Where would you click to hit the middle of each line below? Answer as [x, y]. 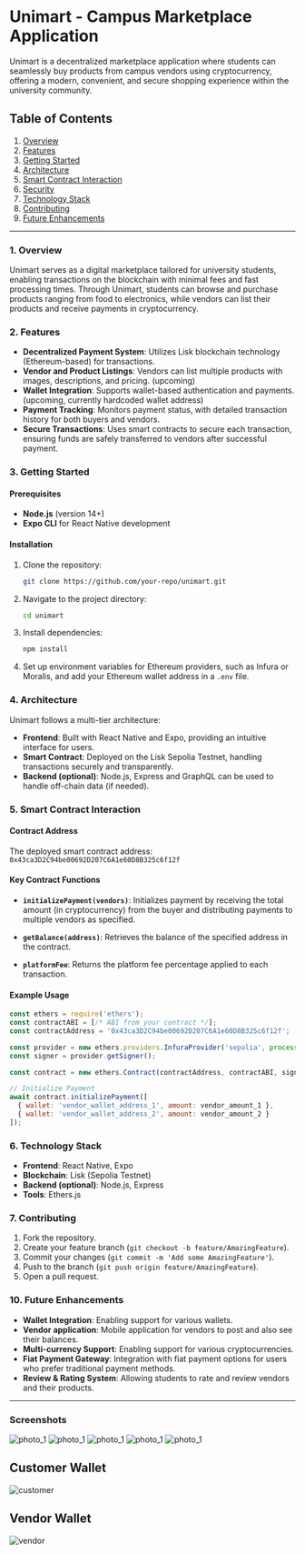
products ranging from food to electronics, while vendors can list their [140, 299]
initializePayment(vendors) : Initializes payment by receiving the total [153, 900]
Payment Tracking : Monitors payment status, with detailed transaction [155, 410]
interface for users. [59, 747]
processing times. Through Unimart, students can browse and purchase [144, 289]
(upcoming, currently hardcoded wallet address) [113, 400]
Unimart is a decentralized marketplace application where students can [143, 61]
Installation [31, 545]
